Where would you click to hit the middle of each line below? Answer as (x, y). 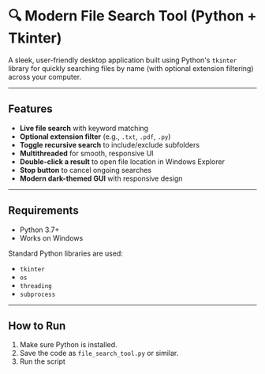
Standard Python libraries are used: (66, 253)
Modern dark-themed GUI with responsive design (101, 178)
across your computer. (45, 77)
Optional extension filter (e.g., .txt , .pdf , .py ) (95, 137)
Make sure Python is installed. (68, 345)
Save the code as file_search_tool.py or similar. (99, 353)
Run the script (42, 361)
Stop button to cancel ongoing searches (86, 170)
